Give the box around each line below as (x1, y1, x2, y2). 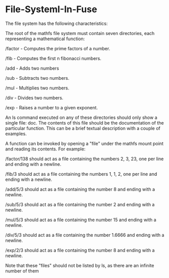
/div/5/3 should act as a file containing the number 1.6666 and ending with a (5, 232, 164, 238)
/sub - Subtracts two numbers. (5, 75, 70, 81)
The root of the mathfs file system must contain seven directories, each (5, 30, 155, 36)
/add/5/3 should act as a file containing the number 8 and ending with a (5, 186, 155, 192)
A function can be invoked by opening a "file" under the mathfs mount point (5, 140, 164, 146)
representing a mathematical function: (5, 36, 85, 42)
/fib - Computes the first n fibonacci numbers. (5, 55, 102, 61)
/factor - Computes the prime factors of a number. (5, 45, 111, 51)
